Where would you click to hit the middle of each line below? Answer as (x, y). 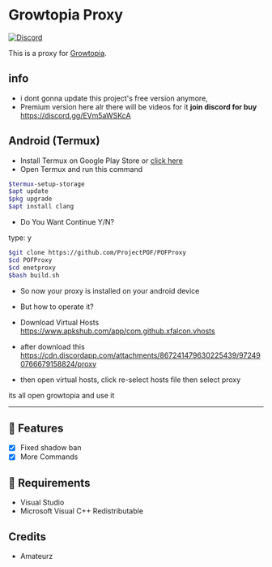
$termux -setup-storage (47, 184)
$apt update (28, 191)
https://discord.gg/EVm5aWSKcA (75, 115)
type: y (20, 238)
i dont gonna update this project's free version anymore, (114, 98)
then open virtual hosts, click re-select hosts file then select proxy (130, 380)
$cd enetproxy (32, 268)
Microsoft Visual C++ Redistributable (82, 511)
